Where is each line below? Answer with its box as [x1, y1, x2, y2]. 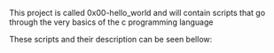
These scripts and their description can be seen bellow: [9, 34, 213, 44]
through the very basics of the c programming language [9, 17, 214, 27]
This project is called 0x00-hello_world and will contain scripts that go [9, 8, 266, 18]
